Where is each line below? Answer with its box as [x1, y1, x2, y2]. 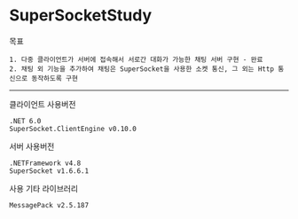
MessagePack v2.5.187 [9, 200, 90, 209]
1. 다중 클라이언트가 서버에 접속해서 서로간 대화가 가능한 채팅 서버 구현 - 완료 [9, 55, 263, 64]
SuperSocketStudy [9, 5, 153, 26]
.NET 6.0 [9, 116, 42, 125]
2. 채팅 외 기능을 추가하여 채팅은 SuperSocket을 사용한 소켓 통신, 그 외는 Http [9, 64, 275, 74]
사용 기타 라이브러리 [9, 183, 78, 193]
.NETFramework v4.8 [9, 159, 82, 168]
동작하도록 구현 [30, 74, 78, 82]
